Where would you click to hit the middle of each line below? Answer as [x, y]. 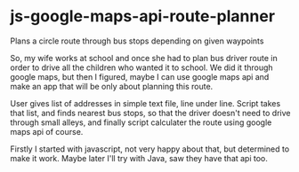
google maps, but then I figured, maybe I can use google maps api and [140, 76]
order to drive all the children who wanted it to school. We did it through [142, 67]
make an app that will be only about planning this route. [112, 86]
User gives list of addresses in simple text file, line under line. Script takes [145, 103]
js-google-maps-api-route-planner [142, 16]
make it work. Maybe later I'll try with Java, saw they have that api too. [139, 158]
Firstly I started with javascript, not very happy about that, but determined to [150, 149]
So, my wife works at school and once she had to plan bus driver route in [144, 58]
